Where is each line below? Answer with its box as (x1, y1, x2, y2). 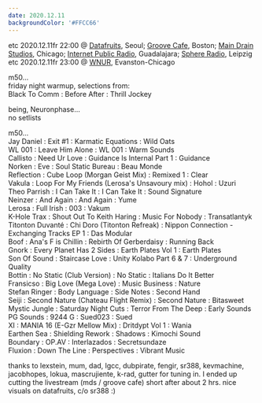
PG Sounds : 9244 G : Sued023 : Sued (8, 312, 133, 321)
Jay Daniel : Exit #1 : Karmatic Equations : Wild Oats (8, 136, 175, 146)
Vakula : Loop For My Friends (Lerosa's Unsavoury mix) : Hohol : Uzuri (8, 178, 236, 187)
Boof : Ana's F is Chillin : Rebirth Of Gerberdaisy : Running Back (8, 237, 215, 246)
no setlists (8, 113, 42, 122)
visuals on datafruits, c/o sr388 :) (8, 386, 116, 395)
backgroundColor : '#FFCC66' (8, 19, 101, 27)
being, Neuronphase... (8, 104, 81, 114)
